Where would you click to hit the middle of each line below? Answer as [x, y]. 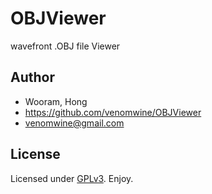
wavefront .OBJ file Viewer [65, 46]
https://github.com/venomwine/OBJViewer [113, 112]
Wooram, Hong [56, 101]
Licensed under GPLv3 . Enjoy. [72, 178]
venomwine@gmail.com [74, 123]
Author [32, 77]
